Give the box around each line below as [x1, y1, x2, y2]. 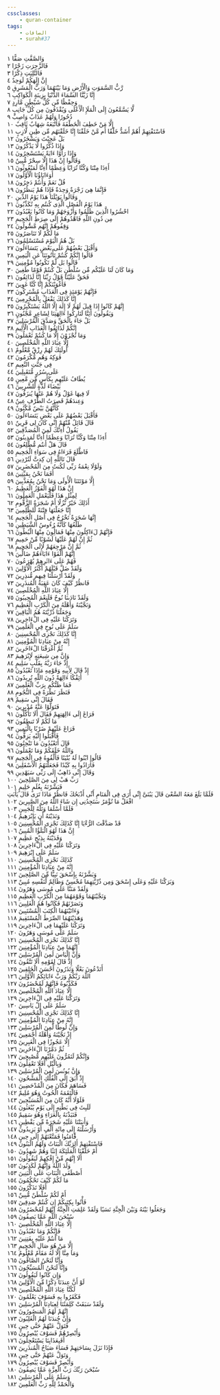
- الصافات [19, 29, 48, 36]
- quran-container [19, 16, 72, 23]
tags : [7, 23, 23, 29]
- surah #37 [19, 36, 51, 43]
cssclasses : [7, 10, 41, 17]
